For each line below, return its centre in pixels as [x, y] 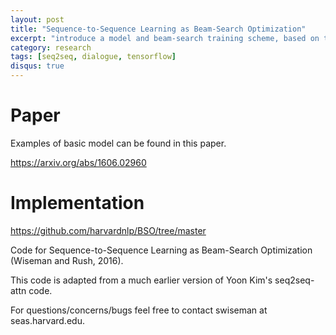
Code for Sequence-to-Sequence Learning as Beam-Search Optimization [161, 250]
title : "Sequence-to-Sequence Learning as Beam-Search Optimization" [158, 29]
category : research [51, 47]
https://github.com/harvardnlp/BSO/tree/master [108, 230]
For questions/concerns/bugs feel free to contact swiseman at [139, 310]
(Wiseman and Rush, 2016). [67, 260]
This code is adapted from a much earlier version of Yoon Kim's [141, 280]
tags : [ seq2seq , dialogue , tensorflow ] [93, 57]
